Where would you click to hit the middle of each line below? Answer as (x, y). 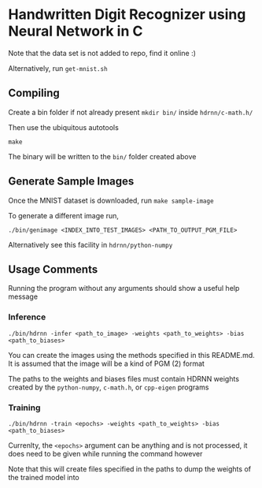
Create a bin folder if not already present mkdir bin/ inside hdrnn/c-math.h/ (131, 112)
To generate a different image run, (64, 215)
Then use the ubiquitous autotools (64, 127)
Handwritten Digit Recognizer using (127, 15)
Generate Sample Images (71, 182)
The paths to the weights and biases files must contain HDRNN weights (124, 378)
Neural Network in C (76, 31)
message (23, 296)
